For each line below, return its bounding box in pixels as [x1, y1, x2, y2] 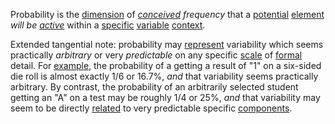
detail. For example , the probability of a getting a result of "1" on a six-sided [10, 60, 322, 71]
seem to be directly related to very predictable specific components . [10, 102, 293, 114]
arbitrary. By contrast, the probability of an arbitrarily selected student [10, 81, 299, 93]
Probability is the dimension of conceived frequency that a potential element [10, 9, 325, 20]
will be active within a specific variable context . [10, 19, 206, 31]
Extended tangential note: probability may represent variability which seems [10, 39, 324, 50]
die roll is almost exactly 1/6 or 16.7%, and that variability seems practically [10, 70, 319, 82]
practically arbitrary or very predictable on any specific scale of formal [10, 49, 303, 61]
